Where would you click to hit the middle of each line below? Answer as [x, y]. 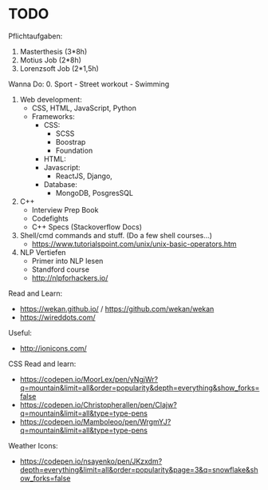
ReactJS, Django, [84, 176]
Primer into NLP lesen [67, 261]
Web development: [51, 99]
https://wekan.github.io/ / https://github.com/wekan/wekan [117, 309]
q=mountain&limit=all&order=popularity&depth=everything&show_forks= [140, 388]
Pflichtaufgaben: [35, 36]
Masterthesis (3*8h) [53, 51]
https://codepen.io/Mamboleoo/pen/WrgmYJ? [95, 421]
